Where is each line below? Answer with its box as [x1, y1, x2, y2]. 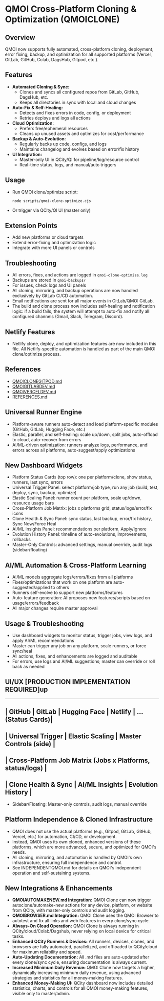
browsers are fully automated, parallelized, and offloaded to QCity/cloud [12, 944, 158, 950]
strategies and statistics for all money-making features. [12, 975, 123, 981]
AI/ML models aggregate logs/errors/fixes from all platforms [12, 574, 133, 580]
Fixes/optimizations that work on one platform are [12, 579, 112, 585]
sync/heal [12, 648, 33, 654]
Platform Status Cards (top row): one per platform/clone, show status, [12, 474, 153, 480]
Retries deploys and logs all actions [19, 115, 91, 121]
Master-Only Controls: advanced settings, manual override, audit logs [12, 542, 152, 547]
